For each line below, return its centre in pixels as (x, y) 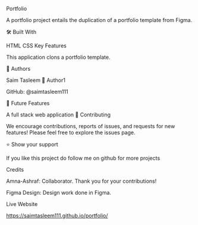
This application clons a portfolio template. (58, 57)
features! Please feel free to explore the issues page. (71, 132)
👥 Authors (18, 69)
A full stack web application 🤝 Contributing (59, 115)
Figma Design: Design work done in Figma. (59, 193)
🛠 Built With (21, 32)
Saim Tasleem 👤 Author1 (36, 80)
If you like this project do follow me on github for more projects (83, 158)
